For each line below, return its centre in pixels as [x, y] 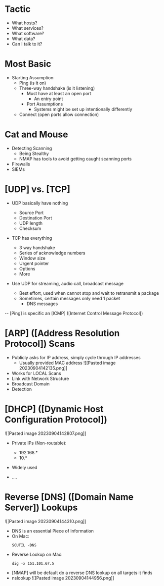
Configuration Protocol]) [56, 419]
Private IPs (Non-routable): [39, 443]
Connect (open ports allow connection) [59, 114]
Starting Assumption [33, 77]
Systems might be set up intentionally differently [83, 109]
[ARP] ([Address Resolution [62, 333]
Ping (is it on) [33, 83]
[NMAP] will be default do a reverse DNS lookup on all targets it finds [82, 573]
